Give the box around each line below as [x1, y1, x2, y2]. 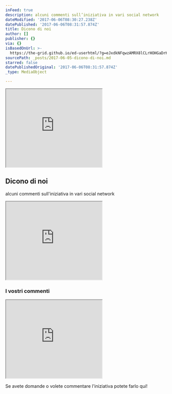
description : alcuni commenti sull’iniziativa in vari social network [5, 12, 159, 17]
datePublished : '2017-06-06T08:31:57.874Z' [5, 22, 100, 27]
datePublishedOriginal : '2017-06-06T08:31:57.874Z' [5, 65, 118, 70]
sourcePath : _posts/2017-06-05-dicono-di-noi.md [5, 55, 111, 61]
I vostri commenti [5, 287, 50, 294]
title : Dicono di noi [5, 27, 52, 32]
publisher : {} [5, 36, 36, 42]
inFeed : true [5, 7, 33, 13]
